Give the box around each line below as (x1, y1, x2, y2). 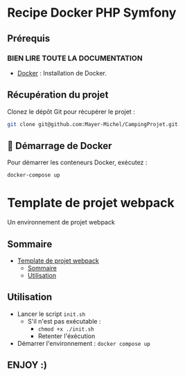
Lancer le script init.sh (17, 310, 86, 318)
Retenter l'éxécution (37, 331, 96, 340)
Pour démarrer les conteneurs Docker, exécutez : (7, 158, 148, 167)
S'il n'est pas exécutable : (27, 317, 101, 325)
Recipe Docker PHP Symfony (7, 5, 177, 21)
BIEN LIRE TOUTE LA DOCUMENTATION (7, 53, 143, 63)
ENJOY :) (7, 359, 47, 371)
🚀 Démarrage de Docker (7, 140, 112, 152)
